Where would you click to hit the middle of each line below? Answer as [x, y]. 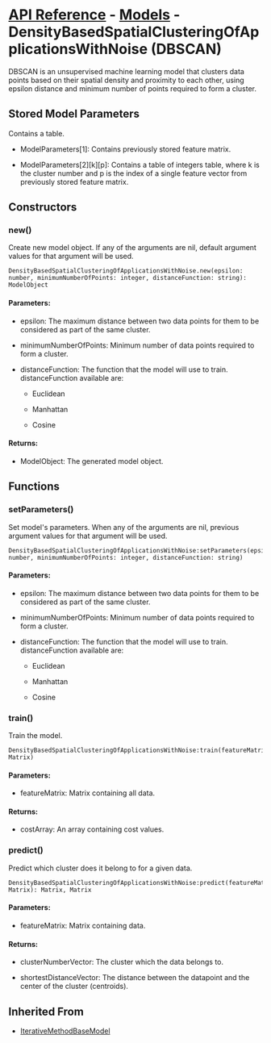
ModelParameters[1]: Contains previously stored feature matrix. [125, 149]
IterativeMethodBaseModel [65, 1031]
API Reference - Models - [94, 15]
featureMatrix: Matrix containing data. [83, 925]
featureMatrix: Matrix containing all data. [88, 793]
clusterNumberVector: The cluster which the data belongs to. [122, 962]
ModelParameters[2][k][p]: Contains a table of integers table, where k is [140, 165]
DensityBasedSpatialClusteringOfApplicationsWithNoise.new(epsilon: [126, 271]
